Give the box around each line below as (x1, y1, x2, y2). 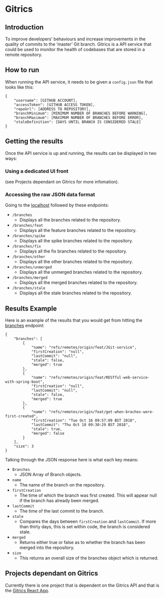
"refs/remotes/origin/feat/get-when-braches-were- (48, 409, 154, 415)
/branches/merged (12, 275, 48, 281)
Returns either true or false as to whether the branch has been (19, 540, 145, 545)
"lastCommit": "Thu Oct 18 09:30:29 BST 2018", (31, 423, 131, 427)
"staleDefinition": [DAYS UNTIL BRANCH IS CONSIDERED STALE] (14, 119, 141, 124)
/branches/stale (12, 286, 46, 291)
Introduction (5, 23, 44, 31)
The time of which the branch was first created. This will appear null (19, 492, 157, 498)
